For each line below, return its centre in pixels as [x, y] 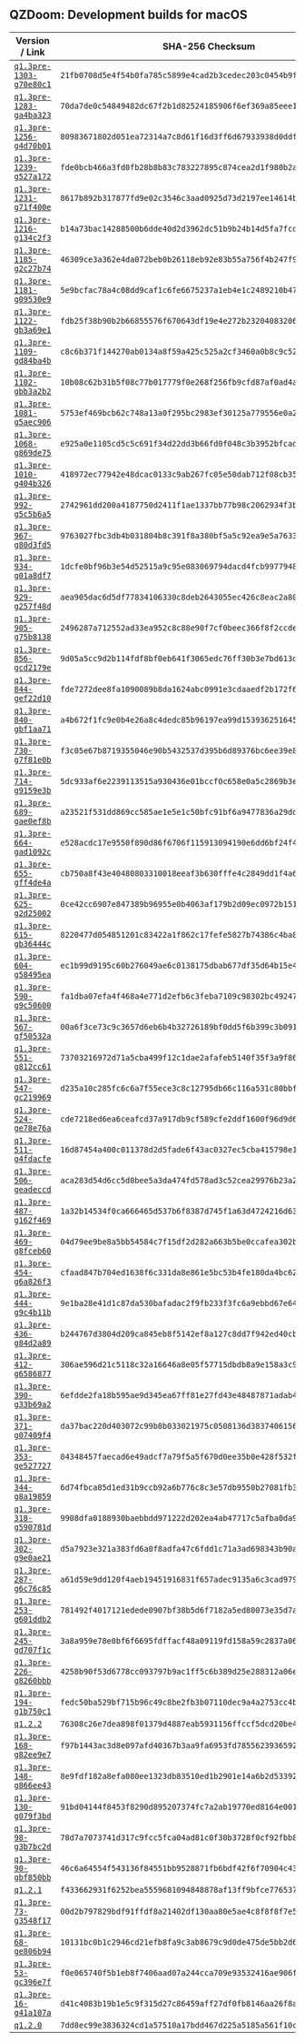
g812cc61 [33, 1066]
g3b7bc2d [33, 1846]
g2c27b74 [33, 268]
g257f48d [33, 606]
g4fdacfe [33, 1158]
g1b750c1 [33, 1711]
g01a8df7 [33, 575]
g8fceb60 [33, 1251]
